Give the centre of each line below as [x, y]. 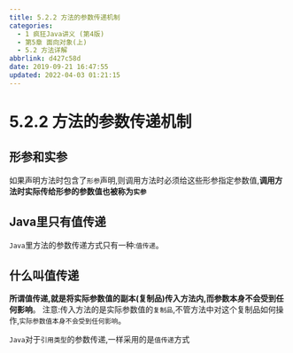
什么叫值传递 [44, 275]
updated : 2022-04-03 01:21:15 [65, 75]
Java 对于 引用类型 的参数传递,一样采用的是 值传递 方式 [100, 340]
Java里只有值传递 [58, 222]
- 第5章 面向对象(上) [52, 42]
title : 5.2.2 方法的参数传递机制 [65, 17]
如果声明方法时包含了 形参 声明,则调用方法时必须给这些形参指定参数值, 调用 [142, 180]
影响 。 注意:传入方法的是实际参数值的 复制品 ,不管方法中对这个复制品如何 [146, 310]
